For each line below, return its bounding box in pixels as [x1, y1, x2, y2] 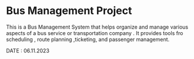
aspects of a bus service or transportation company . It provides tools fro [6, 29, 183, 36]
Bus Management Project [6, 4, 132, 18]
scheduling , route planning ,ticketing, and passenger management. [6, 36, 170, 43]
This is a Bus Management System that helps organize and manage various [6, 23, 189, 30]
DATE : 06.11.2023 [6, 47, 50, 54]
